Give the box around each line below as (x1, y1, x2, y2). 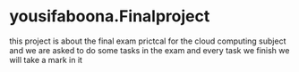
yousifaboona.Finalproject (9, 6, 210, 27)
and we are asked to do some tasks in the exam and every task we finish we (9, 44, 290, 55)
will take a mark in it (9, 54, 83, 65)
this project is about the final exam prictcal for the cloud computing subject (9, 36, 286, 46)
